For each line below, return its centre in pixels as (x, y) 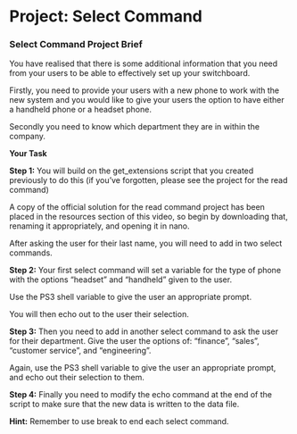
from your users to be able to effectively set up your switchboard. (130, 73)
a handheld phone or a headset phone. (80, 110)
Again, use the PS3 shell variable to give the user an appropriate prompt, (143, 368)
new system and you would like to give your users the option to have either (147, 100)
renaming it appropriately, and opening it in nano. (99, 226)
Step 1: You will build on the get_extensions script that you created (132, 171)
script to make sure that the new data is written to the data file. (124, 405)
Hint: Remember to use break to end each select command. (119, 421)
